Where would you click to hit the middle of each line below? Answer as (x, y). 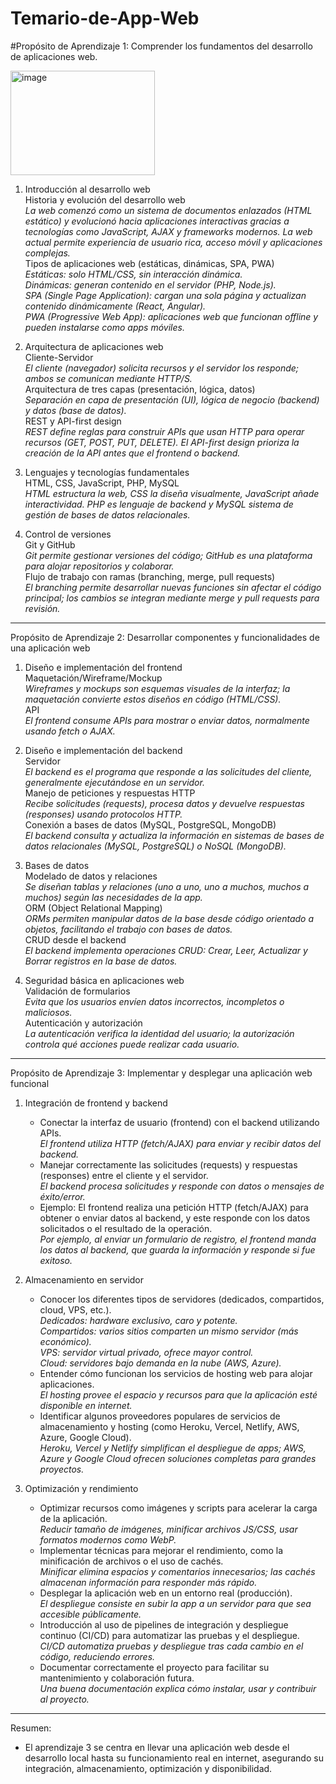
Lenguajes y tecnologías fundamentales (107, 472)
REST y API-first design (73, 421)
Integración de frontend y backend (96, 1103)
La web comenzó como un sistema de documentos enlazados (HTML (168, 210)
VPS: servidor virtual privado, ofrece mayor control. (146, 1352)
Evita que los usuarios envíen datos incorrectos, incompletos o (154, 1001)
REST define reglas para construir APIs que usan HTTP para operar (164, 431)
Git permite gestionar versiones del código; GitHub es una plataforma (168, 555)
